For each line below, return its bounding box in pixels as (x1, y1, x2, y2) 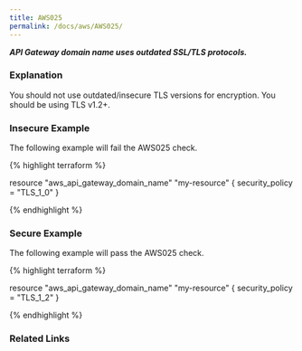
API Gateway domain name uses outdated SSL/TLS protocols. (9, 46, 248, 57)
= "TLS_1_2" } (9, 292, 60, 303)
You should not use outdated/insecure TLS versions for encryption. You (9, 90, 276, 100)
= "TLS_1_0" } (9, 187, 60, 198)
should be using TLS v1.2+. (9, 99, 111, 109)
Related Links (9, 332, 71, 345)
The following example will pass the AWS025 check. (9, 248, 205, 259)
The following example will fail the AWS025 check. (9, 142, 198, 154)
